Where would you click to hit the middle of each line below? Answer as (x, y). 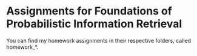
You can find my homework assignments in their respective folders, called (99, 40)
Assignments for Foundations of (89, 11)
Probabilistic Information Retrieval (94, 24)
